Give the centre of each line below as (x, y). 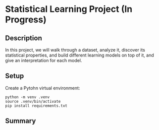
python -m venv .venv (27, 97)
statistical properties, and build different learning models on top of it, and (80, 55)
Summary (21, 121)
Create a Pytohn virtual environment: (43, 88)
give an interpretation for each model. (44, 60)
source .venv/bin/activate (33, 101)
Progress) (26, 20)
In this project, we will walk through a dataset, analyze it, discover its (75, 50)
